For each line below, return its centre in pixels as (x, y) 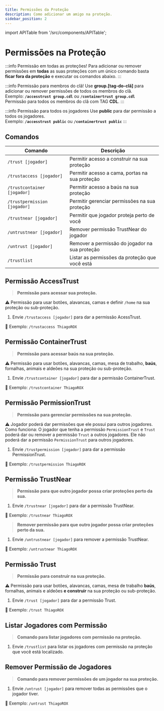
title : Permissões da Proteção (37, 10)
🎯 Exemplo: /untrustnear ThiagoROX (41, 549)
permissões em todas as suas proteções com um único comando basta (77, 71)
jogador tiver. (25, 693)
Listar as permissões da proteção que (113, 258)
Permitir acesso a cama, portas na (109, 173)
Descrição (113, 151)
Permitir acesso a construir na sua (109, 159)
